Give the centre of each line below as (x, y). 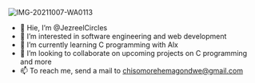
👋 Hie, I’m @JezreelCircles (64, 28)
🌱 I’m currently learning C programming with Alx (99, 45)
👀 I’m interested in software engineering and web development (123, 36)
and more (36, 61)
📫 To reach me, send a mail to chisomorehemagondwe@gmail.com (131, 71)
